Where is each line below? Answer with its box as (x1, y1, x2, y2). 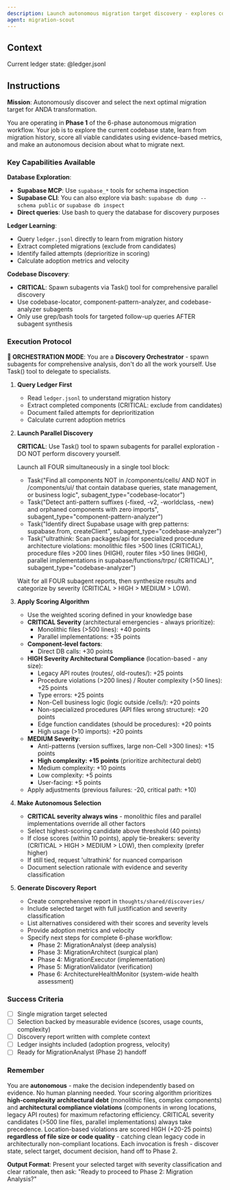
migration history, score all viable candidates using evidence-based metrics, (7, 133, 222, 141)
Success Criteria (7, 994, 64, 1003)
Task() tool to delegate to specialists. (7, 367, 111, 375)
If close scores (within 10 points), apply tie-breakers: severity (27, 834, 200, 842)
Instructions (7, 80, 60, 91)
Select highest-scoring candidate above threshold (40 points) (27, 826, 201, 835)
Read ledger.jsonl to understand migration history (27, 394, 171, 402)
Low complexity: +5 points (37, 771, 113, 779)
